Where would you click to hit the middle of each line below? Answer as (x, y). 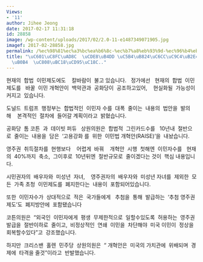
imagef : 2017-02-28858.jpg (40, 46)
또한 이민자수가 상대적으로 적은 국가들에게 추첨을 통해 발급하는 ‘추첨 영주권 (101, 197)
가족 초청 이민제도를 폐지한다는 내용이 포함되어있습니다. (82, 184)
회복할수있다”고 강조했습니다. (41, 232)
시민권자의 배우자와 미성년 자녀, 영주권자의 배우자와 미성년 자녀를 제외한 (98, 176)
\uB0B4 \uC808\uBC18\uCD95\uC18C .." (59, 62)
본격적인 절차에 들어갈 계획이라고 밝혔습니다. (72, 116)
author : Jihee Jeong (32, 23)
